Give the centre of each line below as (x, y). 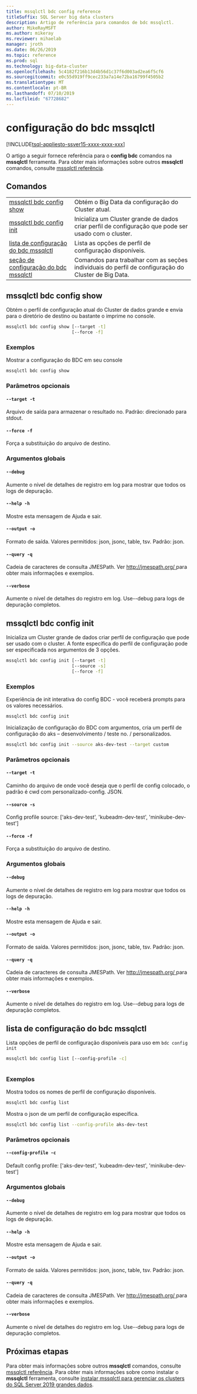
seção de (22, 260)
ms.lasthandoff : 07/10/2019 (40, 93)
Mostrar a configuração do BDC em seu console (64, 360)
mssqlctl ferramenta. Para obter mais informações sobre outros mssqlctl (95, 161)
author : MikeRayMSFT (31, 28)
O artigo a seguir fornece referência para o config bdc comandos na (89, 156)
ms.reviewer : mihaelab (34, 39)
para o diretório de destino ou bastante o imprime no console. (81, 316)
